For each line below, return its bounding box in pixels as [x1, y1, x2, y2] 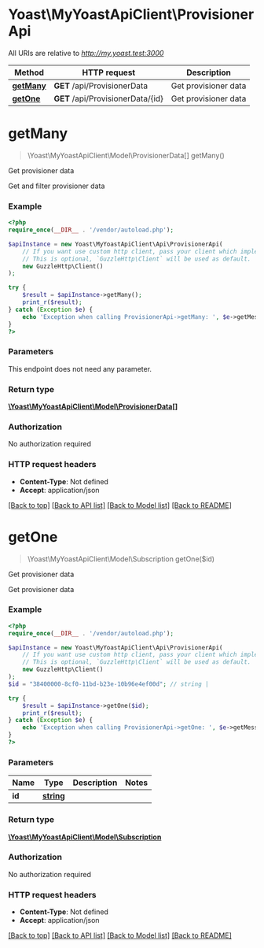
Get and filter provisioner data [8, 181, 105, 191]
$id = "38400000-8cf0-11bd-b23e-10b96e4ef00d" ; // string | [8, 680, 210, 688]
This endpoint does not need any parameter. [8, 364, 152, 373]
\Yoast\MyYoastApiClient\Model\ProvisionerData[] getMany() [27, 150, 225, 160]
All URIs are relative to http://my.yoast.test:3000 [8, 48, 164, 57]
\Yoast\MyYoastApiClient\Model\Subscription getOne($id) [27, 554, 214, 564]
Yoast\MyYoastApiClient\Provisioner [8, 6, 255, 24]
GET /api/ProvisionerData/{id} [53, 93, 163, 104]
